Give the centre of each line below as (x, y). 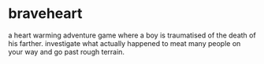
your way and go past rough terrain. (66, 52)
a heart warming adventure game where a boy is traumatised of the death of (132, 35)
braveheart (45, 14)
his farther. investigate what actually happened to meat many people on (125, 43)
